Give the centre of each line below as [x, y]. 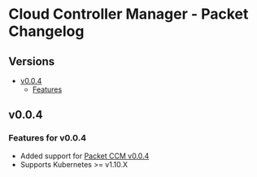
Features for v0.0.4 [48, 138]
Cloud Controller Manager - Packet [128, 14]
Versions [32, 61]
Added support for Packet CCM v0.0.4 [85, 156]
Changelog [46, 31]
